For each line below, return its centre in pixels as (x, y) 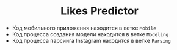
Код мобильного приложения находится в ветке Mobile (84, 28)
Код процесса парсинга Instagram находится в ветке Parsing (91, 40)
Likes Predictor (99, 11)
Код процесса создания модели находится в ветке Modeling (90, 34)
